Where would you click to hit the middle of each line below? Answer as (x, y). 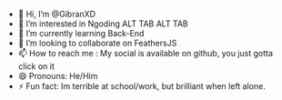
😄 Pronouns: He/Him (58, 76)
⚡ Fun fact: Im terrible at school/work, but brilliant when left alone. (141, 86)
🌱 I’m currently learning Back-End (81, 33)
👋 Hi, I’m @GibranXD (56, 14)
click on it (36, 66)
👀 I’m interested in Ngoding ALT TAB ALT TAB (103, 24)
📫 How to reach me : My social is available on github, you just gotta (146, 53)
